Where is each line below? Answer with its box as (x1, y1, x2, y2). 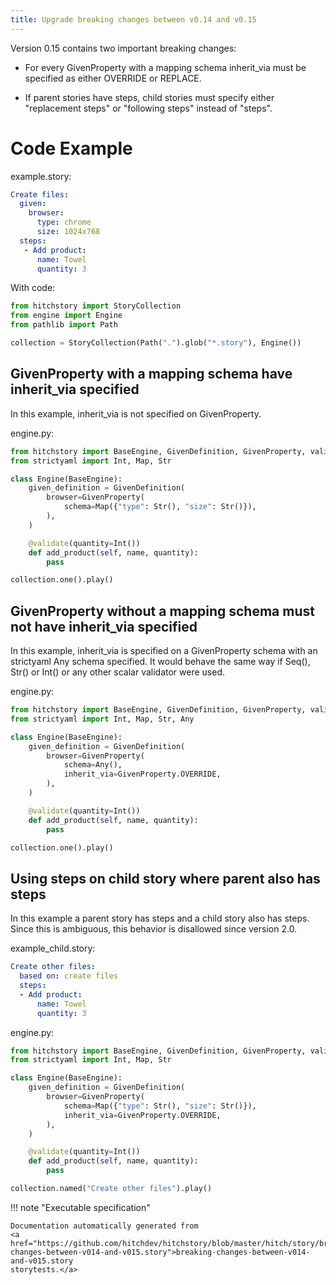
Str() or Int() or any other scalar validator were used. (10, 666, 226, 678)
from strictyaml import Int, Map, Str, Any (10, 714, 195, 724)
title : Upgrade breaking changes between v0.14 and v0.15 (10, 14, 257, 25)
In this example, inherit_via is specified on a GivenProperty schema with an (10, 645, 318, 657)
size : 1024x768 (36, 227, 101, 237)
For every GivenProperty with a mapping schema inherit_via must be (24, 61, 307, 73)
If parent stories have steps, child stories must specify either (24, 91, 275, 103)
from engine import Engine (10, 311, 123, 321)
